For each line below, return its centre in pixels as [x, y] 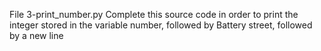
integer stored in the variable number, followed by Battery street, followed [161, 25]
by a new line [36, 35]
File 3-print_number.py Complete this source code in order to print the [154, 14]
